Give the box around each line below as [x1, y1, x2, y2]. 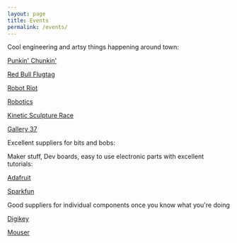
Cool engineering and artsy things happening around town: [7, 43, 179, 52]
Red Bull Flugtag [7, 70, 55, 78]
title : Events [7, 17, 50, 24]
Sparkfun [7, 187, 35, 196]
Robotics [7, 97, 33, 106]
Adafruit [7, 174, 31, 182]
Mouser [7, 228, 30, 237]
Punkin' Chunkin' [7, 57, 57, 65]
